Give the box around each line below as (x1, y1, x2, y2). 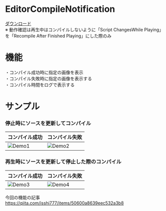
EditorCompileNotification (5, 3, 115, 15)
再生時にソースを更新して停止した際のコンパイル (5, 158, 121, 165)
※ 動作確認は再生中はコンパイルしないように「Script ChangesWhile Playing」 (5, 26, 162, 33)
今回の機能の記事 (5, 194, 40, 200)
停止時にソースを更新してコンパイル (5, 120, 91, 127)
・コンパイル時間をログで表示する (5, 82, 75, 88)
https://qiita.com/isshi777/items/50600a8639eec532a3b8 (5, 200, 124, 206)
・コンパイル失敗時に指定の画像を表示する (5, 75, 92, 81)
